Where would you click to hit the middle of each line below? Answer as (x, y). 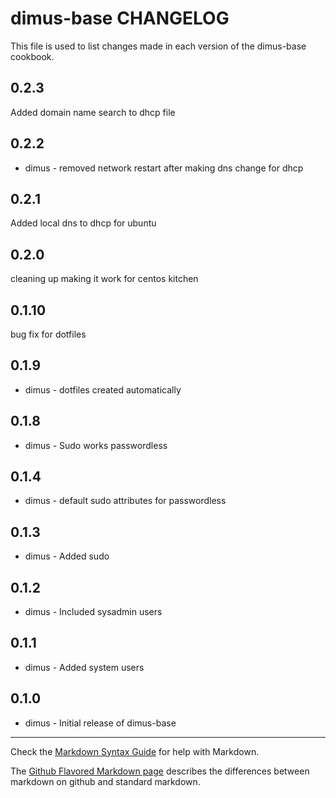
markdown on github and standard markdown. (105, 781)
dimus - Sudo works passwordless (96, 445)
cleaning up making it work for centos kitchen (104, 279)
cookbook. (32, 56)
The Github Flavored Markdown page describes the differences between (160, 771)
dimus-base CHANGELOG (120, 18)
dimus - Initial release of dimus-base (100, 723)
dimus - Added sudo (67, 556)
